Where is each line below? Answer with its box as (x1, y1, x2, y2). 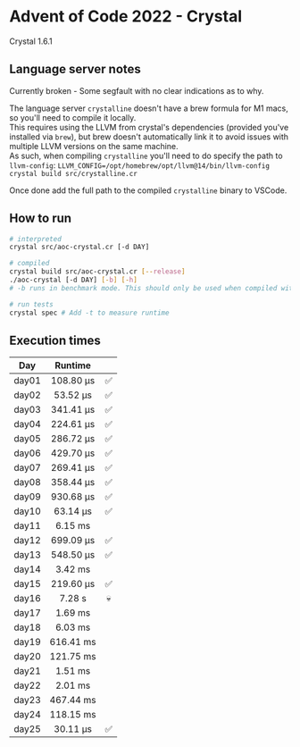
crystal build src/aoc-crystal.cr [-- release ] (9, 267, 186, 276)
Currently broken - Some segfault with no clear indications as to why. (9, 85, 264, 96)
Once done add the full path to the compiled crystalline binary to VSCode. (9, 185, 287, 196)
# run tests (9, 299, 54, 309)
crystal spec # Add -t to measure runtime (9, 308, 170, 317)
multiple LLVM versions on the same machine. (9, 140, 179, 151)
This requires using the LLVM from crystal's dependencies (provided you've (9, 122, 289, 132)
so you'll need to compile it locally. (9, 112, 137, 122)
